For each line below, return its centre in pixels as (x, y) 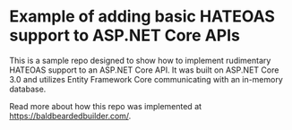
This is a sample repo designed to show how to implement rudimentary (140, 60)
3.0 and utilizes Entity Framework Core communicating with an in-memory (146, 79)
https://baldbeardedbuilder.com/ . (70, 116)
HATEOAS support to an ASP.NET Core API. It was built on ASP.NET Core (144, 70)
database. (28, 89)
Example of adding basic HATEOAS (142, 17)
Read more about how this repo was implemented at (106, 106)
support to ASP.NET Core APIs (125, 35)
